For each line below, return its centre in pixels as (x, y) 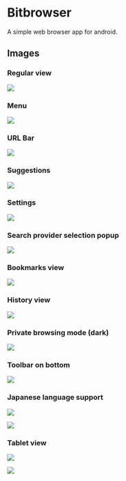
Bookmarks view (35, 268)
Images (23, 53)
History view (29, 300)
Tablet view (27, 442)
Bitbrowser (40, 13)
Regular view (29, 73)
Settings (22, 203)
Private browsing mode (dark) (58, 332)
